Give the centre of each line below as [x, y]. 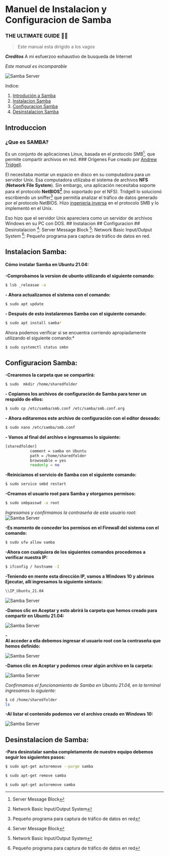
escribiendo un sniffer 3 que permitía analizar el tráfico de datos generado [81, 197]
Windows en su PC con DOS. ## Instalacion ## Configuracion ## [73, 224]
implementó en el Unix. [29, 209]
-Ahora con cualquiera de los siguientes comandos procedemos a [75, 552]
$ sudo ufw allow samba [30, 542]
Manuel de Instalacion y [56, 9]
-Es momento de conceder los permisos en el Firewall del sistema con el [82, 528]
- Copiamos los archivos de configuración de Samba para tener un [76, 394]
